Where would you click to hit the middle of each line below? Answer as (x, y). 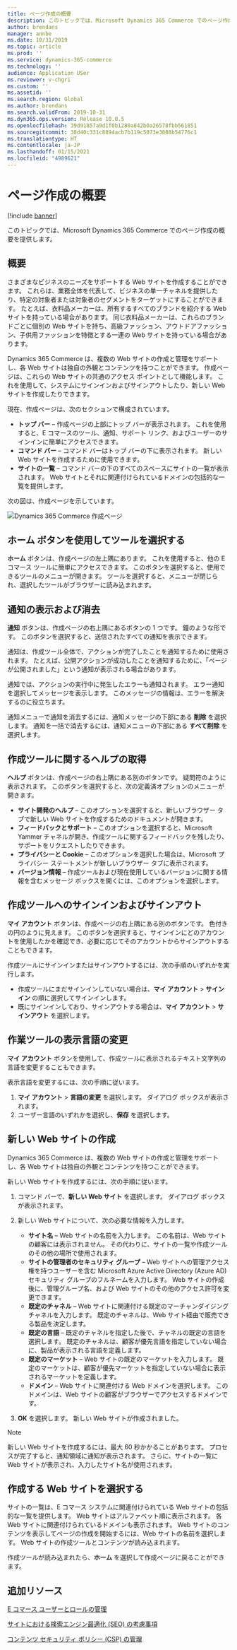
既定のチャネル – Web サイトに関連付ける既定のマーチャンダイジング (128, 1306)
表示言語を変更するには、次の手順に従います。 (75, 1082)
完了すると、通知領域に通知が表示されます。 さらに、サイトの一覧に (119, 1456)
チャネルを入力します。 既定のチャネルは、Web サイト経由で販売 (122, 1314)
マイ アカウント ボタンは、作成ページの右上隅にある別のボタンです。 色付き (117, 924)
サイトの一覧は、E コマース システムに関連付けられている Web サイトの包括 (118, 1507)
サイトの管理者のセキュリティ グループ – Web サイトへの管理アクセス (129, 1261)
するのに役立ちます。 (38, 702)
